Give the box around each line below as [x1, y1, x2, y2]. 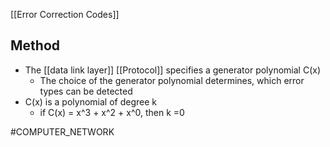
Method [10, 37, 61, 54]
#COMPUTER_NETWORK [10, 125, 115, 138]
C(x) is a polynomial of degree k [24, 95, 157, 108]
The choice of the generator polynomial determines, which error [39, 74, 305, 86]
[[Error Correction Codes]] [10, 9, 120, 20]
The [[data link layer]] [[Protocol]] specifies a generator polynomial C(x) [24, 64, 322, 76]
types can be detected [39, 85, 133, 97]
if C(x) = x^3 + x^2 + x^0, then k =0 [39, 106, 185, 118]
